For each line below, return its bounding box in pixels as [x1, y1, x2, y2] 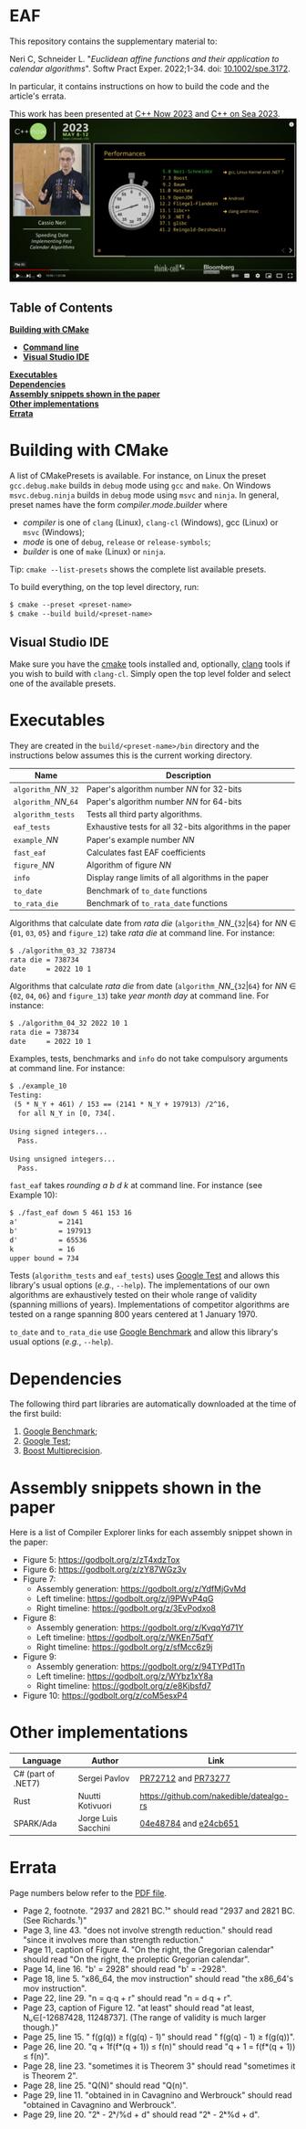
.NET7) [13, 1777, 41, 1788]
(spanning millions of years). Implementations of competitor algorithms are [9, 1299, 290, 1311]
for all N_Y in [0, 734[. [17, 1109, 117, 1119]
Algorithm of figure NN [86, 859, 171, 870]
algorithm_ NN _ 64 [13, 796, 79, 806]
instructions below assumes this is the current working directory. [9, 750, 253, 761]
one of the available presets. [9, 678, 117, 689]
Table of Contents [9, 300, 114, 315]
